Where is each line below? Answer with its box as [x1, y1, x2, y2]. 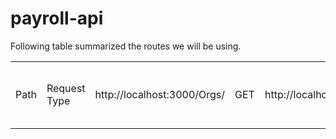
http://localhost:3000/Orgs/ [94, 87, 226, 101]
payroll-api [10, 7, 104, 30]
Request [46, 81, 86, 95]
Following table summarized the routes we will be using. [10, 40, 242, 52]
